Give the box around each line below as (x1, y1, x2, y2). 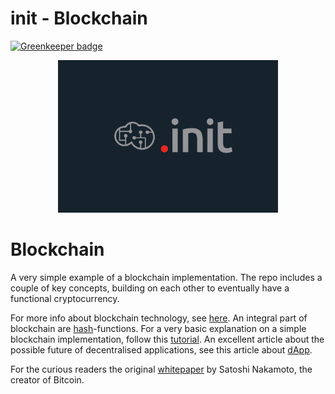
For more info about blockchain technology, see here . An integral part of (10, 312, 308, 324)
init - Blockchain (10, 7, 148, 30)
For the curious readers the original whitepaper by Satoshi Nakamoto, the (10, 363, 313, 376)
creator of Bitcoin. (10, 374, 85, 386)
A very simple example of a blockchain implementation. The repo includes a (10, 272, 323, 284)
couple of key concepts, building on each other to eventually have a (10, 282, 290, 294)
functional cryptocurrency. (10, 293, 120, 305)
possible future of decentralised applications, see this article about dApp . (10, 344, 313, 356)
